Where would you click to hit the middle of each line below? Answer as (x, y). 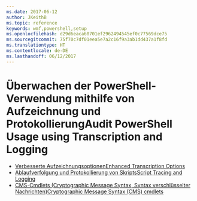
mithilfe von (104, 98)
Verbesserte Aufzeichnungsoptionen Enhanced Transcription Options (100, 166)
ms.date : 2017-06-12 (32, 12)
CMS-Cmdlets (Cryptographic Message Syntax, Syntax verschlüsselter (102, 185)
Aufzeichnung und (54, 111)
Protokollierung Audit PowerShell (89, 124)
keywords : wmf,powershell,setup (46, 28)
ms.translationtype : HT (36, 45)
